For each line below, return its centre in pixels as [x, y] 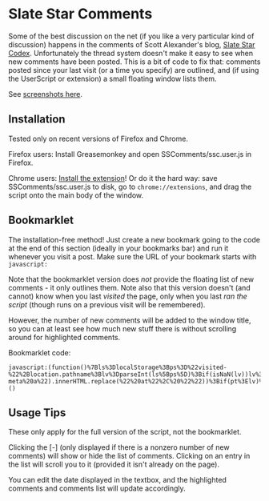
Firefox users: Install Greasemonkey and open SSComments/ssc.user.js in [130, 154]
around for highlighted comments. [64, 337]
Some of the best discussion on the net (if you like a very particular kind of [131, 36]
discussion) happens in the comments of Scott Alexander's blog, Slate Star [132, 44]
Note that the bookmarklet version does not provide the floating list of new [131, 279]
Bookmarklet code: [40, 352]
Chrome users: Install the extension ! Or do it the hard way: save [113, 178]
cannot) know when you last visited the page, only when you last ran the [128, 296]
